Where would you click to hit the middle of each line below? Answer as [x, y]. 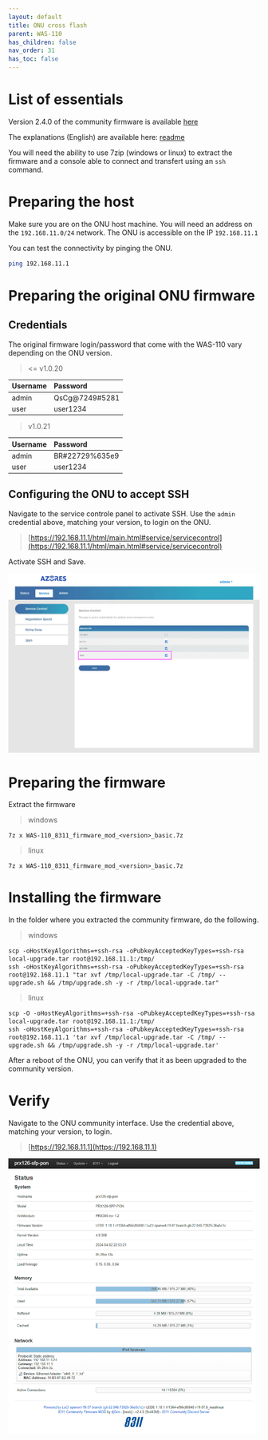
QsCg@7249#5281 [87, 398]
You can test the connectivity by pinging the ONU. [91, 248]
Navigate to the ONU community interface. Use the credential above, [121, 1124]
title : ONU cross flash [48, 25]
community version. [41, 1069]
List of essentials [66, 99]
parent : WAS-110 [35, 34]
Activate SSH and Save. [47, 561]
